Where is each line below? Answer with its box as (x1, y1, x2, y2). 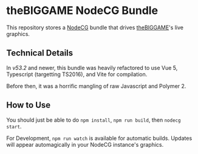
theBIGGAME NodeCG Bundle (6, 4, 159, 18)
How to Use (6, 100, 51, 110)
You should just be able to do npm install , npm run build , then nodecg (6, 116, 181, 124)
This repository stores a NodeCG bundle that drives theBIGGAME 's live (6, 24, 184, 31)
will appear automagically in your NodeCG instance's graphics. (6, 141, 164, 148)
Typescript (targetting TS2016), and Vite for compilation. (6, 71, 148, 78)
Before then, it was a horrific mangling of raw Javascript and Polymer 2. (6, 82, 186, 89)
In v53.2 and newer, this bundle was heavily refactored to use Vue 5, (6, 64, 178, 71)
